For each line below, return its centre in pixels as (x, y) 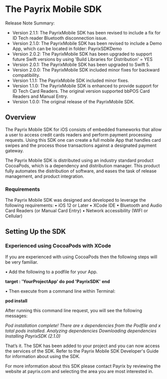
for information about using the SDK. (43, 356)
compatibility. (26, 75)
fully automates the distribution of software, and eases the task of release (81, 171)
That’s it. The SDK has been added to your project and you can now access (83, 346)
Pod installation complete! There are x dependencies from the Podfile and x (83, 325)
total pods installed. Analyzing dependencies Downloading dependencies (81, 331)
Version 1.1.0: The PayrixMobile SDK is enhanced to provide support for (85, 85)
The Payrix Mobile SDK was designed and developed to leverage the (76, 200)
